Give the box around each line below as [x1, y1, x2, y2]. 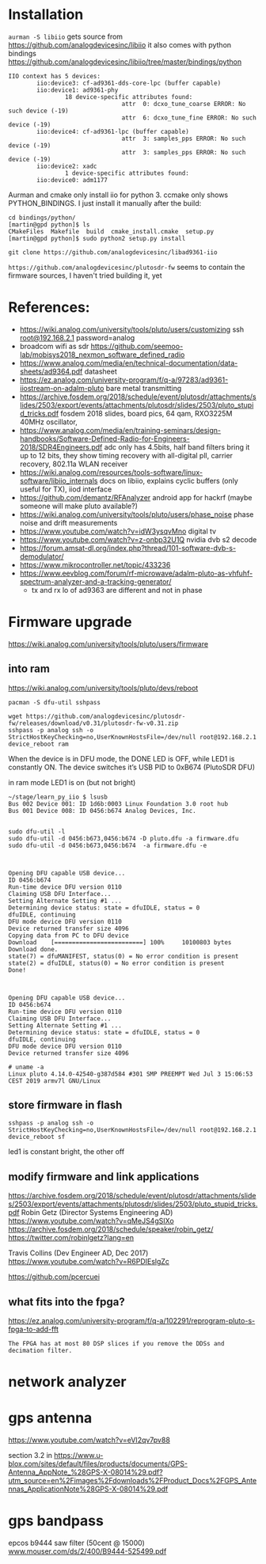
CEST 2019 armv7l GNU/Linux [8, 1076, 101, 1085]
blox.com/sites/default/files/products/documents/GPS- [8, 1459, 188, 1469]
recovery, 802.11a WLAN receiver [19, 459, 128, 469]
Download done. [8, 945, 59, 953]
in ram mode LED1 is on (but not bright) [8, 777, 136, 787]
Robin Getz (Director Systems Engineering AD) [21, 1208, 173, 1217]
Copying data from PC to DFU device [8, 932, 129, 940]
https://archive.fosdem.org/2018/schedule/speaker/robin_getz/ [8, 1224, 214, 1234]
